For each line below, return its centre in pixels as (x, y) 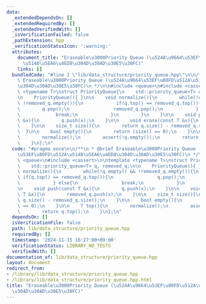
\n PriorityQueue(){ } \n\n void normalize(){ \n (87, 97)
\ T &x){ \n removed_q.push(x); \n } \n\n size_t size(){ (107, 194)
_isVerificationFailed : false (50, 35)
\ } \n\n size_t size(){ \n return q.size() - (93, 126)
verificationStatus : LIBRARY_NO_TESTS (62, 246)
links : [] (30, 69)
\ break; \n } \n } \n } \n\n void (107, 115)
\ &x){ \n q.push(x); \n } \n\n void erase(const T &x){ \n (108, 120)
